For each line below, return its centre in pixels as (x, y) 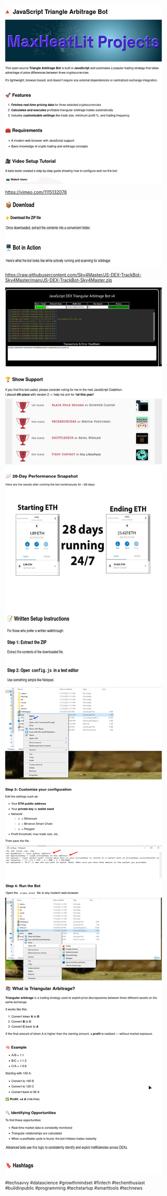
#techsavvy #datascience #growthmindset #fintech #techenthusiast (75, 1183)
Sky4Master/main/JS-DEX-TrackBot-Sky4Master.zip (59, 280)
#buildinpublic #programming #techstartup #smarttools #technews (74, 1188)
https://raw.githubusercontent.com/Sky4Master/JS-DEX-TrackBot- (73, 275)
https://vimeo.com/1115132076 (36, 192)
